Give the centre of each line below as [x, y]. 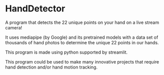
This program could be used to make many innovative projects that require [82, 62]
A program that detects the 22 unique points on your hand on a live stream [82, 22]
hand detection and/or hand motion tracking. [51, 67]
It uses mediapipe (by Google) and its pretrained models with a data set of [82, 37]
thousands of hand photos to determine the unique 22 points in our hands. [82, 42]
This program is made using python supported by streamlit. [66, 52]
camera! [14, 27]
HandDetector [35, 9]
